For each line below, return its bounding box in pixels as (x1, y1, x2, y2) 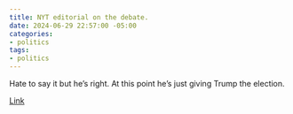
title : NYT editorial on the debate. (9, 12, 149, 22)
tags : (9, 46, 29, 55)
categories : (9, 29, 53, 38)
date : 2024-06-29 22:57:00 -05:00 (9, 21, 138, 30)
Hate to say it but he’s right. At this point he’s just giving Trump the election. (9, 79, 286, 88)
